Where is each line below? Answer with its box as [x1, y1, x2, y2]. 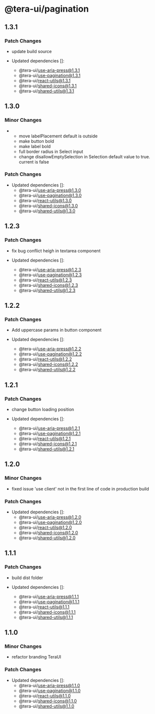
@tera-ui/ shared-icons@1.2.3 [18, 282, 78, 288]
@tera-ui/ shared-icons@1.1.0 [18, 698, 77, 704]
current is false [18, 159, 49, 165]
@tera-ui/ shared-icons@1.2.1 [18, 441, 77, 447]
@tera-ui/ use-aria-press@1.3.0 [18, 187, 81, 193]
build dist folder [11, 575, 43, 581]
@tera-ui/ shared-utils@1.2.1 [18, 446, 75, 451]
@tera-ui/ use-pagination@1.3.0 [18, 192, 82, 198]
